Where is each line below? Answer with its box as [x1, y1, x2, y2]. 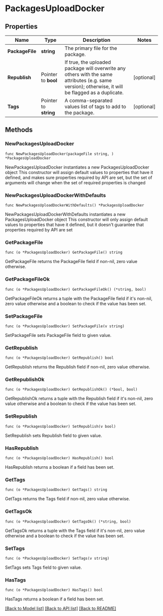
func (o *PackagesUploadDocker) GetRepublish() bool [5, 355, 114, 360]
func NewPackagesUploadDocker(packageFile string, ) [5, 151, 114, 156]
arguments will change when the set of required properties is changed [5, 179, 146, 185]
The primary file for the [65, 45, 117, 52]
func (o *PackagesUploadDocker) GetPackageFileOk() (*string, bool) [5, 287, 147, 292]
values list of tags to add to [65, 103, 126, 110]
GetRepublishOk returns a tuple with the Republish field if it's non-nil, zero [5, 396, 153, 402]
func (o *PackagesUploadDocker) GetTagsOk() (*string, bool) [5, 519, 131, 524]
